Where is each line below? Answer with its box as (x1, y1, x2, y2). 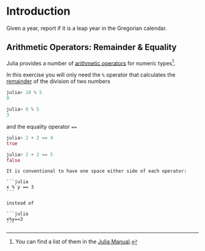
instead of (6, 200, 34, 206)
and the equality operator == (6, 123, 77, 130)
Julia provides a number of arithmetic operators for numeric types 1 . (6, 58, 176, 67)
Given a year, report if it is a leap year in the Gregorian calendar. (6, 24, 167, 32)
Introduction (6, 4, 71, 18)
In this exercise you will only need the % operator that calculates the (6, 71, 176, 79)
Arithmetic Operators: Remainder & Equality (6, 42, 177, 53)
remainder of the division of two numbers (6, 78, 111, 85)
